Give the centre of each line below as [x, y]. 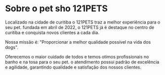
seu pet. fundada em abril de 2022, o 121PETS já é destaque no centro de [80, 27]
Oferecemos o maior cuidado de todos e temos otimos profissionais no [77, 56]
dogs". [12, 47]
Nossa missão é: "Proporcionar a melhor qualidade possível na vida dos [78, 42]
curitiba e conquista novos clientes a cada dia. [52, 32]
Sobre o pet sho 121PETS [56, 9]
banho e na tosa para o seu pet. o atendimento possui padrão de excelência [82, 62]
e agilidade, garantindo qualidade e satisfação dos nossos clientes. [73, 67]
